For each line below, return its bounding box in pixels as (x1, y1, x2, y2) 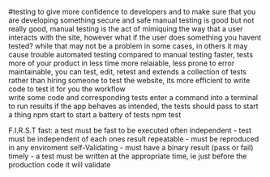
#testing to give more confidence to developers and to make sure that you (8, 7, 256, 16)
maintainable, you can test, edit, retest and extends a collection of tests (8, 67, 247, 76)
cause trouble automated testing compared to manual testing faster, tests (8, 50, 254, 59)
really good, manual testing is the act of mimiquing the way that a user (8, 24, 243, 33)
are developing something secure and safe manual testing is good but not (8, 15, 255, 25)
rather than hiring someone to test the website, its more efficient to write (8, 76, 251, 85)
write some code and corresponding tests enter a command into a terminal (8, 93, 259, 102)
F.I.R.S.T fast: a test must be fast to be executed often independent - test (8, 125, 252, 135)
